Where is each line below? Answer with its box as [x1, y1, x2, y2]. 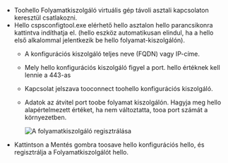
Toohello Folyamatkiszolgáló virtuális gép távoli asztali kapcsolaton [13, 6, 210, 14]
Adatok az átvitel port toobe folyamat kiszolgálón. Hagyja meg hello [24, 98, 222, 107]
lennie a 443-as [24, 71, 71, 79]
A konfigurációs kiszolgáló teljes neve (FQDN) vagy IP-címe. [24, 49, 200, 58]
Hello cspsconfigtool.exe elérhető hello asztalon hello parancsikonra [13, 21, 213, 29]
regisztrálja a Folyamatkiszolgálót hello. [13, 148, 129, 156]
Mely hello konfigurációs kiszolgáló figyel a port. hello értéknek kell [24, 64, 220, 71]
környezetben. [24, 113, 67, 121]
